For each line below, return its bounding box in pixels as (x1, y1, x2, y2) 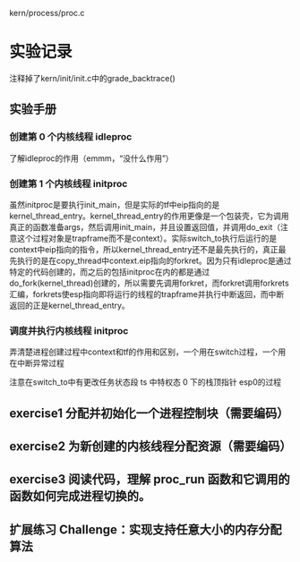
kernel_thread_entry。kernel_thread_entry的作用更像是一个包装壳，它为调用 (9, 210, 289, 221)
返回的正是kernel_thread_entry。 (9, 300, 130, 311)
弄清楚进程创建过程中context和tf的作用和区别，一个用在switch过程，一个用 (9, 346, 287, 357)
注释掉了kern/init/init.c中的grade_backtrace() (9, 72, 176, 83)
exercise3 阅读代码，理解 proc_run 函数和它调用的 (9, 472, 291, 487)
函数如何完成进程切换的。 (9, 489, 150, 504)
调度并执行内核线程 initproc (9, 324, 129, 336)
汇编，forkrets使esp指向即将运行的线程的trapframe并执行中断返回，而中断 (9, 288, 285, 299)
